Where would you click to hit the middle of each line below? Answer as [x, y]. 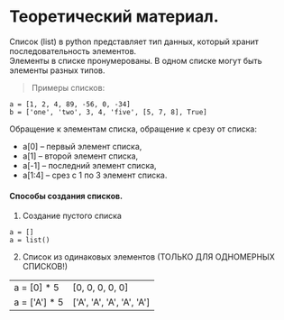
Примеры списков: [68, 87]
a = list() [30, 241]
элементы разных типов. [57, 70]
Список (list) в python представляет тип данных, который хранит [134, 41]
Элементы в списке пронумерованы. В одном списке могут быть [136, 60]
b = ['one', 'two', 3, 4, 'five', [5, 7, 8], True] [108, 112]
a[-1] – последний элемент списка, [89, 165]
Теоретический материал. [114, 17]
